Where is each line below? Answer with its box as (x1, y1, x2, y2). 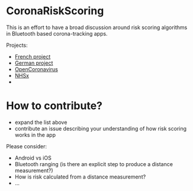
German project (14, 59, 53, 66)
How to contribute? (6, 99, 102, 113)
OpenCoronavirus (14, 65, 58, 72)
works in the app (14, 131, 56, 138)
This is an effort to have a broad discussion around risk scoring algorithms (6, 24, 188, 31)
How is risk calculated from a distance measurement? (14, 173, 146, 180)
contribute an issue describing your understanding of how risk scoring (14, 125, 187, 132)
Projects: (6, 42, 28, 49)
